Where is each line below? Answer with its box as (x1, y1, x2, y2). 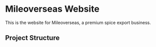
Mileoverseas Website (5, 3, 100, 15)
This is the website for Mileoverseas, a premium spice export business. (5, 20, 151, 25)
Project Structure (5, 34, 60, 42)
